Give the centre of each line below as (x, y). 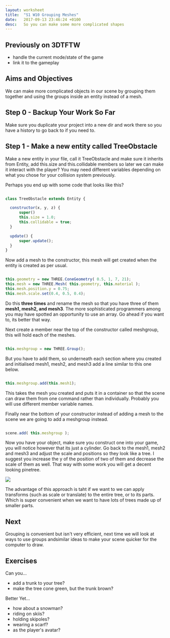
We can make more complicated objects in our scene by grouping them (80, 91)
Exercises (21, 561)
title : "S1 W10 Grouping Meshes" (42, 15)
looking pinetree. (23, 470)
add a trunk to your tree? (39, 583)
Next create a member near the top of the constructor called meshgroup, (82, 329)
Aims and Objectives (39, 79)
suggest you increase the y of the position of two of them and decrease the (85, 459)
